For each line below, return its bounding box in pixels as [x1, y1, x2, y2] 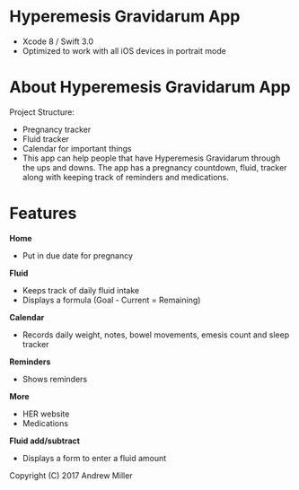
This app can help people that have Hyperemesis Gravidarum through [22, 153, 281, 163]
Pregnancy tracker [22, 124, 92, 135]
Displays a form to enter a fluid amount [22, 452, 167, 463]
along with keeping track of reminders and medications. [22, 171, 229, 182]
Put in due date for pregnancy [22, 249, 133, 261]
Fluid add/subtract [9, 435, 81, 446]
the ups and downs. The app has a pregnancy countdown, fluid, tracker [22, 162, 287, 172]
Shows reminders [22, 373, 88, 384]
